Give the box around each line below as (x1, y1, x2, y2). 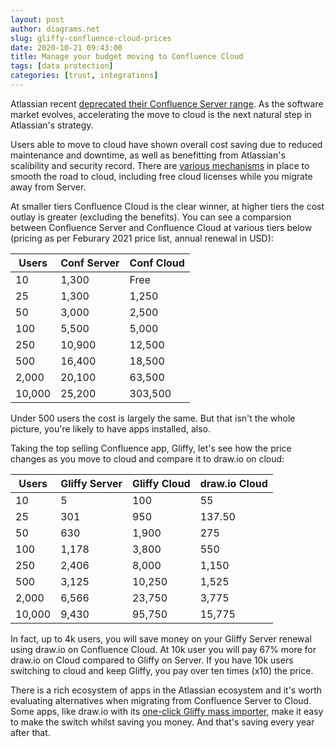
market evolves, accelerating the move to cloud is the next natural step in (10, 108, 312, 120)
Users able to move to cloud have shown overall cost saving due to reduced (10, 138, 323, 150)
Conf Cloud (129, 256, 185, 270)
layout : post (10, 14, 65, 25)
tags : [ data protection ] (10, 61, 114, 71)
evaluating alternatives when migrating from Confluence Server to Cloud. (10, 694, 312, 706)
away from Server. (10, 181, 87, 193)
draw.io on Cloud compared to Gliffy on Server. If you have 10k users (10, 654, 294, 666)
